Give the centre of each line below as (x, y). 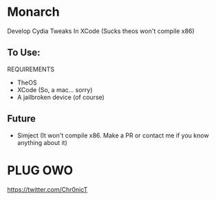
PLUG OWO (40, 170)
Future (22, 119)
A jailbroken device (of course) (61, 97)
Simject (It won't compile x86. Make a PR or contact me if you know (113, 135)
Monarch (33, 12)
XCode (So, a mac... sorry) (55, 89)
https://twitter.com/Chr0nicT (47, 189)
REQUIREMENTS (31, 69)
